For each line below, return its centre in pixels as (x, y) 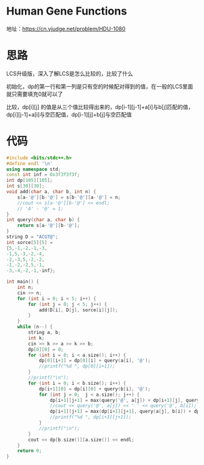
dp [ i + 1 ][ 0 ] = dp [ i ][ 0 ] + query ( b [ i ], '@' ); (94, 389)
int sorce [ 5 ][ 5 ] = (29, 242)
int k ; (36, 338)
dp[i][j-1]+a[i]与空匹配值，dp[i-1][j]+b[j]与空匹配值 (69, 114)
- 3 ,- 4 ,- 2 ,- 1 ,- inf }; (31, 271)
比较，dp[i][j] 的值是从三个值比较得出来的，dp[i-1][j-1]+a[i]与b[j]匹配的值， (100, 107)
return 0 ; (30, 451)
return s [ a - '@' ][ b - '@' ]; (49, 226)
